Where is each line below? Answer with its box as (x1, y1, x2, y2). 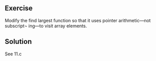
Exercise (5, 4, 33, 13)
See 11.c (5, 50, 22, 57)
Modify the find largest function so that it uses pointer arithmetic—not (5, 17, 151, 23)
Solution (5, 37, 32, 46)
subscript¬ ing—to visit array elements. (5, 23, 87, 29)
